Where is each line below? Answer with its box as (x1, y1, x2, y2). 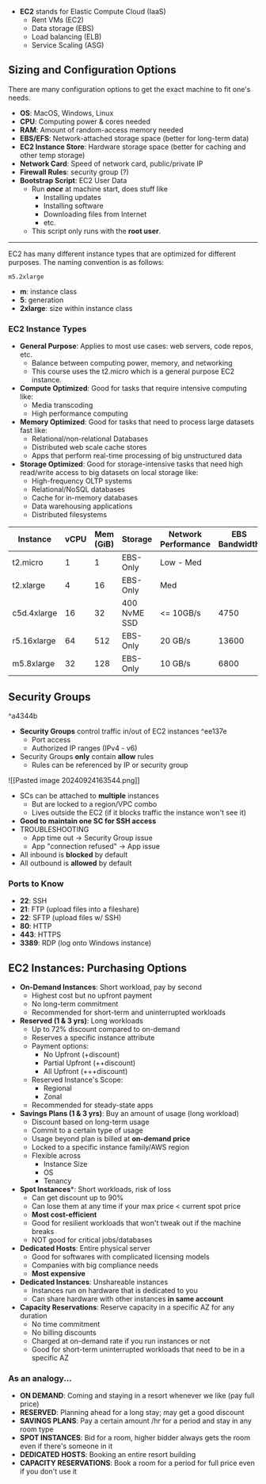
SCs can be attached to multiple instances (19, 791, 160, 800)
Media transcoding (31, 401, 93, 410)
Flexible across (31, 1151, 82, 1160)
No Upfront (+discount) (43, 1050, 120, 1060)
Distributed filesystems (31, 510, 107, 520)
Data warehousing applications (31, 501, 133, 511)
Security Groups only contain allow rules (19, 751, 154, 761)
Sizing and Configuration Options (8, 63, 177, 77)
